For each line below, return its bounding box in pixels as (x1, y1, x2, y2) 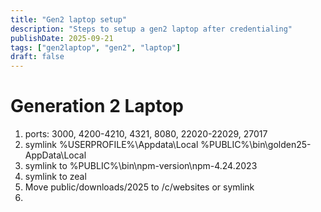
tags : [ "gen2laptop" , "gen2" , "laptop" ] (10, 42, 182, 53)
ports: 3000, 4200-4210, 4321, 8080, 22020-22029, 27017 (24, 128, 268, 140)
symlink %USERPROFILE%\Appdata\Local (24, 139, 199, 151)
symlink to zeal (24, 171, 87, 183)
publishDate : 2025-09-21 (10, 33, 114, 43)
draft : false (10, 52, 65, 62)
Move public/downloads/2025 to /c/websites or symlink (24, 181, 255, 193)
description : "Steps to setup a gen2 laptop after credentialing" (10, 24, 293, 34)
